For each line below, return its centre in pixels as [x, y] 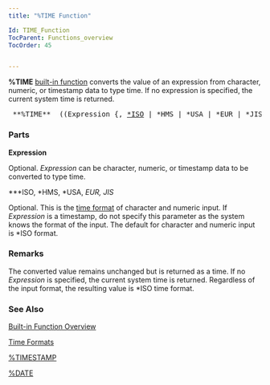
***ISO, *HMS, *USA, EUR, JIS [61, 192]
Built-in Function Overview [52, 326]
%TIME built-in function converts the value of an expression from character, [135, 82]
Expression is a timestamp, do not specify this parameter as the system [127, 216]
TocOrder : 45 [30, 45]
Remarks [26, 253]
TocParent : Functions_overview [61, 38]
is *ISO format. [33, 233]
